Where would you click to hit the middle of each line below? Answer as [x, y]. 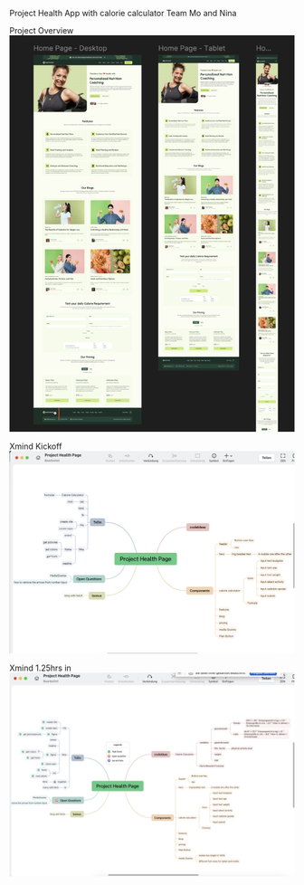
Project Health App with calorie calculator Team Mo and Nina [123, 13]
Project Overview [42, 30]
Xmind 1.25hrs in [41, 668]
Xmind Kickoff [36, 446]
